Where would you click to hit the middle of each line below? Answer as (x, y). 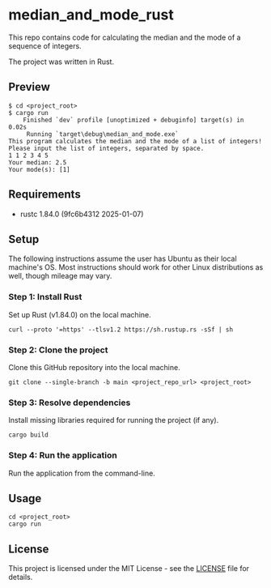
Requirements (44, 195)
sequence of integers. (45, 45)
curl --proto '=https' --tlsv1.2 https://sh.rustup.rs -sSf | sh (121, 330)
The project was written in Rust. (61, 62)
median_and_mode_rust (91, 15)
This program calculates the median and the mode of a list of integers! (135, 141)
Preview (30, 87)
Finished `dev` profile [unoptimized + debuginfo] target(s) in (133, 120)
